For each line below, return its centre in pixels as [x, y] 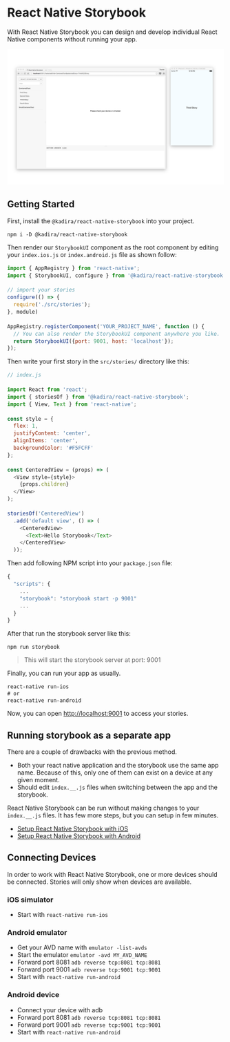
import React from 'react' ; [48, 390]
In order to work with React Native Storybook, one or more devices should [112, 874]
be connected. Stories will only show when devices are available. [100, 882]
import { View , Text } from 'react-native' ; [72, 404]
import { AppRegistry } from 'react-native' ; [73, 268]
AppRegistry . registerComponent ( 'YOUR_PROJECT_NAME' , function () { [106, 326]
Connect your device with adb [60, 1010]
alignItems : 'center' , [46, 441]
